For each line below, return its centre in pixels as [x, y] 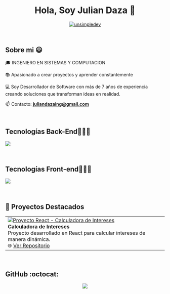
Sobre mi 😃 [24, 50]
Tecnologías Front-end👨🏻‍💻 [49, 169]
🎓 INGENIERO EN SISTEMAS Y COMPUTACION [55, 62]
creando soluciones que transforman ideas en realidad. [63, 94]
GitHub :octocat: [32, 274]
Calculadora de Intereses [39, 227]
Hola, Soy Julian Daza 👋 [85, 10]
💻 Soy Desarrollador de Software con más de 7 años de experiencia [77, 87]
